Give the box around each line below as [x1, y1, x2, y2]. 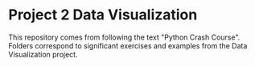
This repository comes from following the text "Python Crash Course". [8, 32, 241, 42]
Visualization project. [8, 49, 78, 59]
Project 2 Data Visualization [8, 6, 198, 24]
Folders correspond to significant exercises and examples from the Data [8, 40, 248, 50]
